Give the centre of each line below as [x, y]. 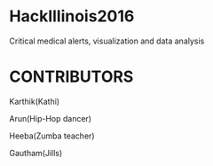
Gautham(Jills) [36, 153]
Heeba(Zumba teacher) [52, 136]
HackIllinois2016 [72, 16]
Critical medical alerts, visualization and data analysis [107, 41]
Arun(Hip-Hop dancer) [50, 118]
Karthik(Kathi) [35, 101]
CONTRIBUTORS [71, 77]
